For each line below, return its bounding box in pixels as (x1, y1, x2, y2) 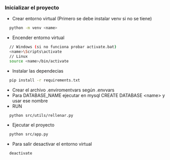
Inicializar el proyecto (5, 4, 60, 11)
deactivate (9, 151, 33, 156)
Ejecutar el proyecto (12, 122, 54, 128)
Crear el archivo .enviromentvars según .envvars (12, 87, 115, 93)
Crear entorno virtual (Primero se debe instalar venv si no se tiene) (12, 16, 152, 22)
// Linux (9, 54, 28, 59)
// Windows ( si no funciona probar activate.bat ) (9, 45, 117, 50)
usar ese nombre (12, 98, 48, 104)
